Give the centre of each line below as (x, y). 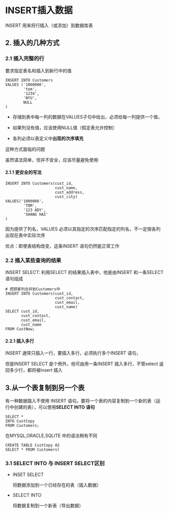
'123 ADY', (35, 210)
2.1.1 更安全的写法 (23, 172)
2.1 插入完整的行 (25, 59)
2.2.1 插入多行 (20, 341)
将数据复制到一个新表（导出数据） (48, 506)
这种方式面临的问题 (25, 149)
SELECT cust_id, (22, 311)
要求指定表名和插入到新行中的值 (38, 70)
